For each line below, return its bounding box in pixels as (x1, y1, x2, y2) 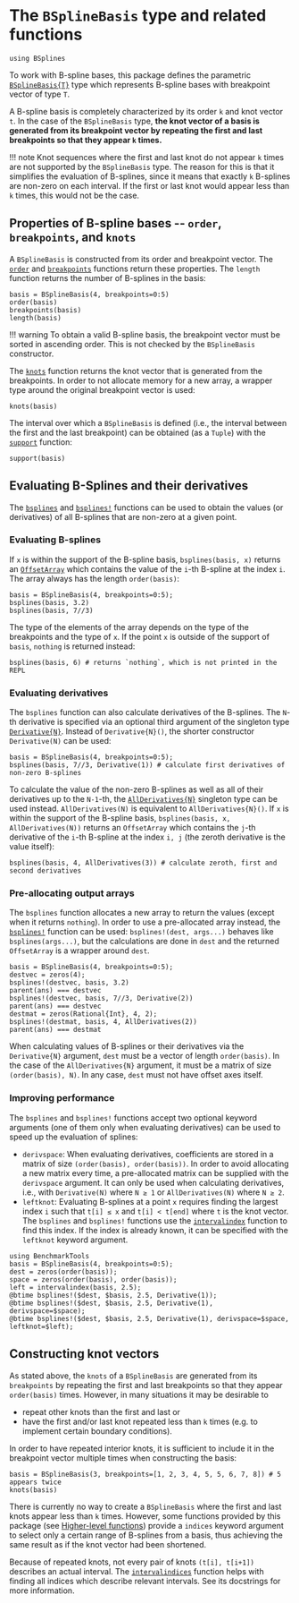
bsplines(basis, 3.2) (9, 598, 90, 607)
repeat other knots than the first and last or (21, 1406, 181, 1417)
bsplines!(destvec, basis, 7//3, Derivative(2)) (9, 994, 194, 1003)
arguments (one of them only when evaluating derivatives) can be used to (9, 1121, 281, 1132)
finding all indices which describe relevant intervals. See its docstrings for (9, 1575, 281, 1586)
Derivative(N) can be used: (9, 736, 112, 746)
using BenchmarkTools (9, 1251, 90, 1260)
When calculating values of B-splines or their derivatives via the (9, 1041, 245, 1052)
